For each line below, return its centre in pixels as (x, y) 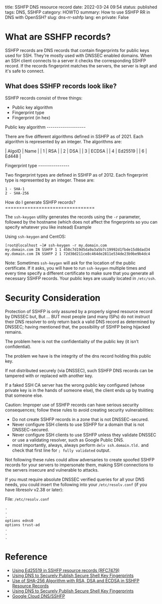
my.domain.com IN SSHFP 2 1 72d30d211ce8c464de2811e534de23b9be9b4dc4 (78, 254)
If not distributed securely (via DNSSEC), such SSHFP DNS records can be (79, 370)
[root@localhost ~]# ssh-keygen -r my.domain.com (56, 245)
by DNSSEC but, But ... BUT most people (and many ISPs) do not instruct (77, 316)
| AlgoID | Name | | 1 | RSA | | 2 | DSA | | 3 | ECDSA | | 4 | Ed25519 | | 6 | (76, 151)
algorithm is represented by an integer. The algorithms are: (64, 141)
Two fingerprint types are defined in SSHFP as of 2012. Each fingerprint (77, 175)
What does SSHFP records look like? (61, 86)
